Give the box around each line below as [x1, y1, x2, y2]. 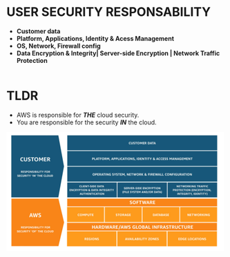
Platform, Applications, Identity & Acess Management [16, 34, 174, 42]
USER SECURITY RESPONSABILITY [6, 4, 211, 20]
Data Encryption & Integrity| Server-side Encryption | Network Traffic [16, 49, 220, 57]
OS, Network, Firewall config [16, 41, 101, 50]
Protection [16, 56, 48, 64]
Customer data [16, 27, 61, 35]
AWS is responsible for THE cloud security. [16, 111, 140, 119]
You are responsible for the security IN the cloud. [16, 118, 157, 126]
